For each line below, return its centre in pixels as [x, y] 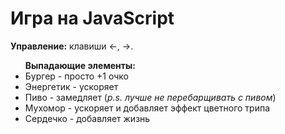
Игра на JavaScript [92, 18]
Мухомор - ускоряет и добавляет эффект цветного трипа [147, 108]
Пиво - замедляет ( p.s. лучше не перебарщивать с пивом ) [150, 97]
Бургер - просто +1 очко [76, 76]
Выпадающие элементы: [80, 65]
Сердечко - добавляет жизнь [87, 118]
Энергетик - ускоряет [71, 86]
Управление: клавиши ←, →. [72, 46]
